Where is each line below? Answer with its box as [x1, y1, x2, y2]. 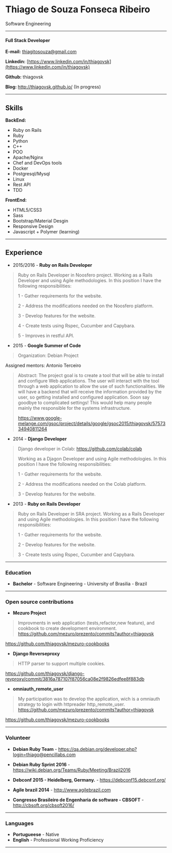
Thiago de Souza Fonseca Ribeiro [5, 4, 150, 15]
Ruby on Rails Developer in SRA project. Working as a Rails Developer [17, 510, 165, 517]
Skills [5, 104, 23, 112]
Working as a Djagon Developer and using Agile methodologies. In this [17, 455, 166, 462]
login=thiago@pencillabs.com [12, 751, 76, 758]
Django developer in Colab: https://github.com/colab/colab [17, 445, 142, 452]
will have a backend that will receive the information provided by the [17, 388, 162, 394]
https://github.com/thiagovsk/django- [5, 670, 85, 677]
